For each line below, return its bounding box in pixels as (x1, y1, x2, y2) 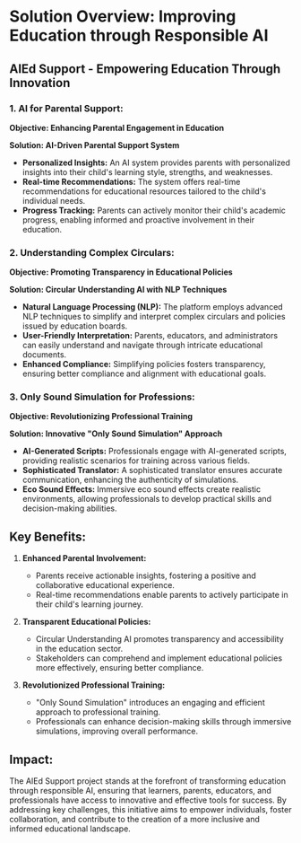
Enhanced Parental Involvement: (21, 553, 147, 564)
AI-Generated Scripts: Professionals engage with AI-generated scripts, (21, 446, 287, 457)
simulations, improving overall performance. (35, 725, 199, 737)
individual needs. (21, 195, 86, 206)
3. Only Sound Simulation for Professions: (9, 391, 195, 403)
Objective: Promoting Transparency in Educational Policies (9, 267, 233, 277)
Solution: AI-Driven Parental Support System (9, 139, 180, 150)
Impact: (9, 751, 54, 767)
